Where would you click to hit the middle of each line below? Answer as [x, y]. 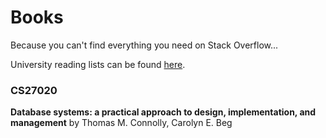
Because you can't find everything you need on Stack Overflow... [144, 45]
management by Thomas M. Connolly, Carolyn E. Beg [121, 123]
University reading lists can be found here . [98, 64]
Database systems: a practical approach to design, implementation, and [163, 112]
